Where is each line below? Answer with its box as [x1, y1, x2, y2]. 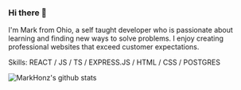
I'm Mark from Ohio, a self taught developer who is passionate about [8, 25, 233, 35]
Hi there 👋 [8, 7, 48, 18]
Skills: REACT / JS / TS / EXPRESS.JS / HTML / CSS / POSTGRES [8, 57, 221, 67]
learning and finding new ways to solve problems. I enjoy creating [8, 33, 224, 43]
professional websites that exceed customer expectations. [8, 42, 200, 52]
